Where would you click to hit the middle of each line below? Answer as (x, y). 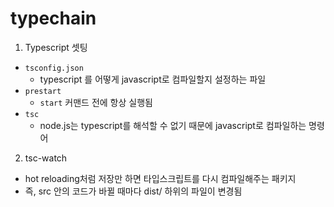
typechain (53, 18)
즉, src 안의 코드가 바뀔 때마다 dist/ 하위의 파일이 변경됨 (133, 191)
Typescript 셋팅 (56, 47)
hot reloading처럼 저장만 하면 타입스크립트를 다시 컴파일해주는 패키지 (160, 178)
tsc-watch (46, 158)
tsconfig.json (54, 68)
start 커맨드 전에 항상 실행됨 (96, 102)
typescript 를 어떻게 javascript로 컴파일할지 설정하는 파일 (153, 79)
